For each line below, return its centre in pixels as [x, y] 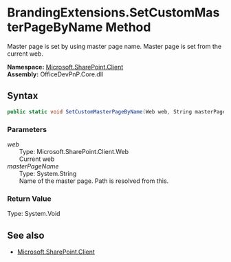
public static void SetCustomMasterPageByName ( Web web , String [100, 111]
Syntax [23, 96]
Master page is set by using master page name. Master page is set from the [114, 46]
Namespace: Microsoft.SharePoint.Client [65, 67]
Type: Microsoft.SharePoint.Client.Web [74, 151]
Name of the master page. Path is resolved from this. [94, 181]
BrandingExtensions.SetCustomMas [113, 13]
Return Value [29, 199]
